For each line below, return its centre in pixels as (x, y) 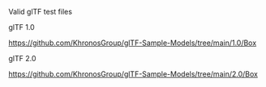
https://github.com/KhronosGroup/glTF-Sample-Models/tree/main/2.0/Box (133, 74)
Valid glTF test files (41, 12)
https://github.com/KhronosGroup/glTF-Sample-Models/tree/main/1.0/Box (133, 43)
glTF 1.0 (21, 27)
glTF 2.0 (22, 58)
